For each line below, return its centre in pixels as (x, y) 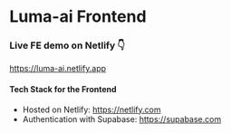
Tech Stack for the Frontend (63, 90)
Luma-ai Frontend (78, 17)
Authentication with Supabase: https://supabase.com (122, 119)
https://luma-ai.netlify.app (58, 69)
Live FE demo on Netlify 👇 (67, 45)
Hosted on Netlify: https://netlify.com (91, 109)
